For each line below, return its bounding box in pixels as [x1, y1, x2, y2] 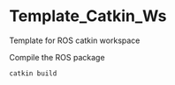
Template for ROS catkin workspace [9, 35, 141, 46]
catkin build [9, 68, 57, 78]
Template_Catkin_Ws [9, 6, 167, 26]
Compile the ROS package [9, 52, 105, 62]
